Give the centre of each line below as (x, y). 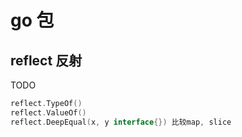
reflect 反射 (46, 60)
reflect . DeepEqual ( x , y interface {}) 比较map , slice (121, 122)
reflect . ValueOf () (48, 112)
